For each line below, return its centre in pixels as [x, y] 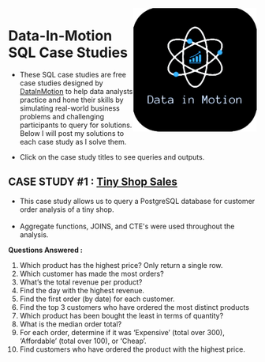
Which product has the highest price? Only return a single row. [121, 265]
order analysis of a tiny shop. [67, 209]
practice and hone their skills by [71, 100]
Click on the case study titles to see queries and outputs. [112, 156]
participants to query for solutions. [76, 125]
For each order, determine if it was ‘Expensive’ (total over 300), [122, 332]
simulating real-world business [69, 108]
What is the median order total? [71, 324]
